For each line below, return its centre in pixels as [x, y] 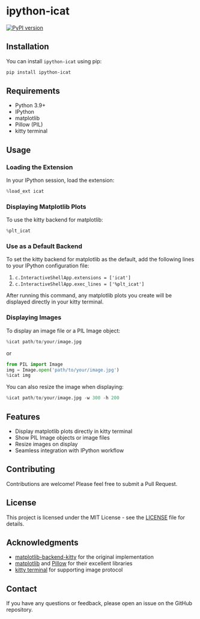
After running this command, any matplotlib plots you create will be [89, 296]
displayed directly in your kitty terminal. [55, 302]
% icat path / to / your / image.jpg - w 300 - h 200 [63, 398]
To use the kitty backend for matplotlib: [55, 220]
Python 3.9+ [30, 105]
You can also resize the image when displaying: [65, 387]
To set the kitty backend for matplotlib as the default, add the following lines [100, 260]
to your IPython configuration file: [48, 266]
